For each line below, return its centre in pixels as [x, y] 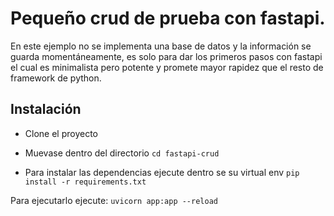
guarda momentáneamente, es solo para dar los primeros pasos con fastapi [166, 56]
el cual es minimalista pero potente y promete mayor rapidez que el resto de [167, 67]
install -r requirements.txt [85, 182]
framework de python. [56, 78]
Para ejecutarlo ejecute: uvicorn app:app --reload [114, 200]
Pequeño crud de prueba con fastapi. [168, 18]
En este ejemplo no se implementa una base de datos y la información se [161, 46]
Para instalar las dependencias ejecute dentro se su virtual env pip [162, 172]
